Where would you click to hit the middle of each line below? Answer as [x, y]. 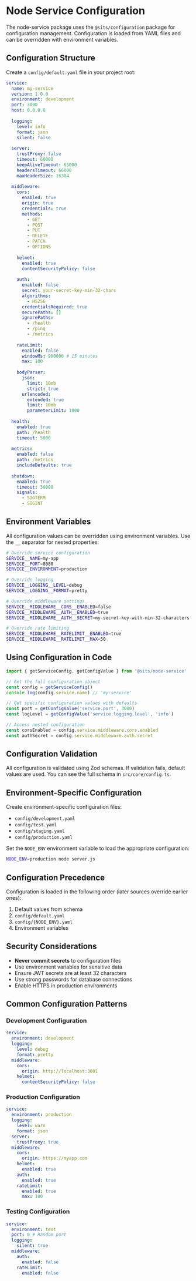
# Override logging [30, 580]
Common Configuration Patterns [67, 1004]
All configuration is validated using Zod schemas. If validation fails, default [96, 768]
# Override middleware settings [45, 601]
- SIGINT [32, 503]
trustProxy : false [39, 154]
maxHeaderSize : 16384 [43, 176]
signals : [27, 492]
